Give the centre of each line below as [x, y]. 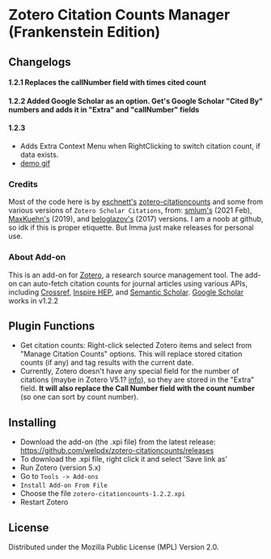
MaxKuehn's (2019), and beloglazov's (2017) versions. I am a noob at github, [136, 219]
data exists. [39, 155]
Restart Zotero [44, 502]
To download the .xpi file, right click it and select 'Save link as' [124, 459]
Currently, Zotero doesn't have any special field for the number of [129, 371]
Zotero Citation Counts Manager [119, 15]
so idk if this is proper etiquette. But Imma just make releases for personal [131, 227]
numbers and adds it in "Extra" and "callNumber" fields [104, 109]
